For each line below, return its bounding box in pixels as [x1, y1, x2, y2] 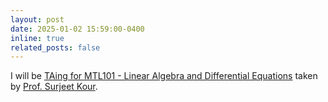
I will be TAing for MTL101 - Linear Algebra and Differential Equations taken [10, 70, 318, 82]
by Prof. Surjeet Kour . [10, 81, 98, 93]
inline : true [10, 33, 65, 43]
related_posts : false [10, 42, 101, 53]
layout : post [10, 14, 65, 25]
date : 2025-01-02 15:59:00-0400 [10, 24, 145, 34]
